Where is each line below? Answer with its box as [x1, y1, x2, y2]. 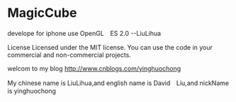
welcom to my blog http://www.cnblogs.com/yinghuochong [7, 64, 181, 72]
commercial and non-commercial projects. [7, 51, 131, 59]
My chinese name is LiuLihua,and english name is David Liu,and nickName [7, 79, 229, 87]
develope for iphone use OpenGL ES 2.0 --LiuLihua [7, 29, 162, 37]
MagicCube [7, 5, 77, 21]
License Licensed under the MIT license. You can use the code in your [7, 43, 213, 51]
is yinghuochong [7, 87, 57, 95]
